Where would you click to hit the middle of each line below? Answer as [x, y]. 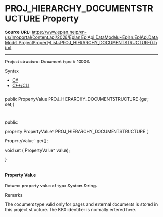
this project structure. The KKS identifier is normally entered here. [71, 210]
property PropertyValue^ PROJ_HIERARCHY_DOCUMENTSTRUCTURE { [77, 131]
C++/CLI [21, 85]
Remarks [14, 195]
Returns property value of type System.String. [51, 186]
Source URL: [18, 32]
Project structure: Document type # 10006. [48, 62]
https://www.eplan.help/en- [59, 32]
